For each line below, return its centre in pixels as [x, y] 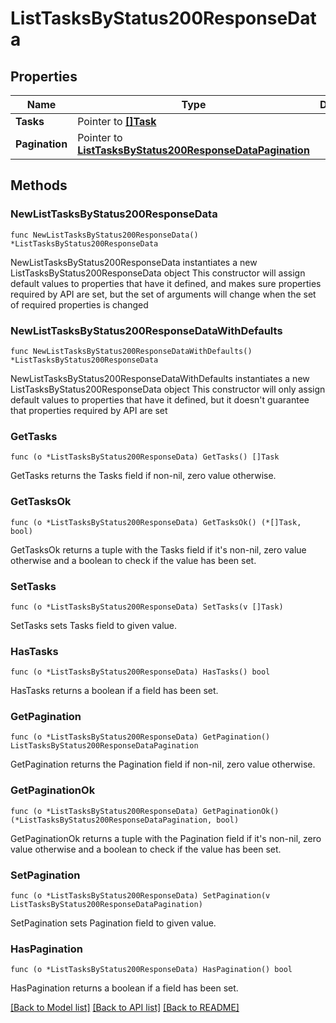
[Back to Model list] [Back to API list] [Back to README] [125, 1008]
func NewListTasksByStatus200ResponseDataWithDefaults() [131, 351]
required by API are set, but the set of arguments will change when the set [163, 294]
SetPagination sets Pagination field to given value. [113, 923]
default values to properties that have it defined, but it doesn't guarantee [160, 399]
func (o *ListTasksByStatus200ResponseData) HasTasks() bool [140, 672]
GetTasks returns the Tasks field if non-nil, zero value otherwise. [143, 476]
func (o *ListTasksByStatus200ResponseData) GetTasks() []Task [145, 457]
